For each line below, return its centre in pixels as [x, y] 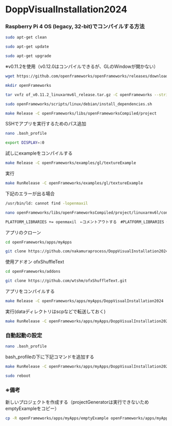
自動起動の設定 [24, 335]
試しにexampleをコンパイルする [39, 153]
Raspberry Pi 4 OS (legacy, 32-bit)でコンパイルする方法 [75, 27]
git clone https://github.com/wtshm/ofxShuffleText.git [66, 281]
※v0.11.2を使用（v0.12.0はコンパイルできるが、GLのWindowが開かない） [82, 67]
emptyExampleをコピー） [33, 409]
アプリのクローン [23, 232]
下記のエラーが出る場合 [30, 193]
